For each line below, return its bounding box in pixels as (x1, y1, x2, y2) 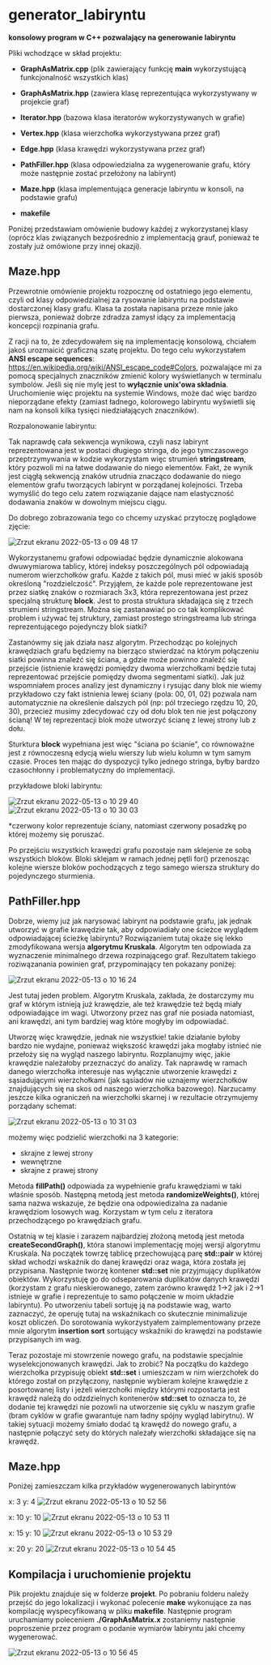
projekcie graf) (19, 96, 70, 106)
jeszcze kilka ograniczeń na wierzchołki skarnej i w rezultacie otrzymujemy (8, 1092, 259, 1102)
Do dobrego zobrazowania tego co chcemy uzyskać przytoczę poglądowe (8, 512, 256, 522)
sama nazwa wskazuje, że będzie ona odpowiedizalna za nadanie (8, 1198, 228, 1208)
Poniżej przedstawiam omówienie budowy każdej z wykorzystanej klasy (8, 224, 248, 233)
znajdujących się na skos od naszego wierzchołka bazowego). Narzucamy (8, 1084, 256, 1094)
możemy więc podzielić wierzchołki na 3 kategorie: (8, 1132, 180, 1142)
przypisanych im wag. (8, 1334, 83, 1344)
